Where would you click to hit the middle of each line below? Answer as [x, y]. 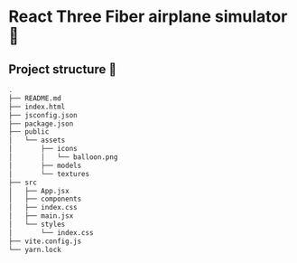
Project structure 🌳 [63, 69]
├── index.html [37, 107]
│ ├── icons [43, 149]
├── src [23, 183]
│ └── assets [37, 141]
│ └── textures [49, 174]
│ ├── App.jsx [39, 191]
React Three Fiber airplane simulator [148, 17]
